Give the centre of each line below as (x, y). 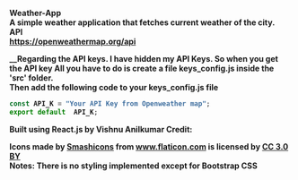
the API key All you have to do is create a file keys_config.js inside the (142, 68)
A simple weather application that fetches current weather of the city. (142, 22)
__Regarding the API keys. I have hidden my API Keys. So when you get (144, 59)
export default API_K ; (54, 112)
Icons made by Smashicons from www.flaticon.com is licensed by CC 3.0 (149, 146)
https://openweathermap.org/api (73, 41)
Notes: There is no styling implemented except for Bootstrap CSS (133, 166)
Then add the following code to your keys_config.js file (114, 87)
